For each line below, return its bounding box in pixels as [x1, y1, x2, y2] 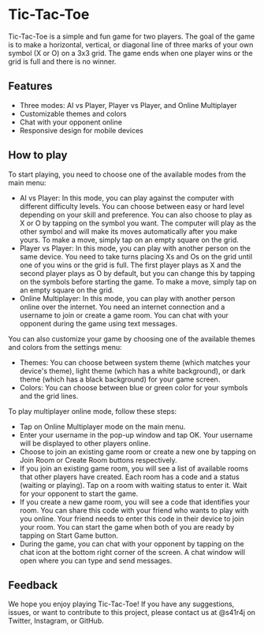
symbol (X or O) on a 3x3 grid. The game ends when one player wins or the [8, 48, 254, 58]
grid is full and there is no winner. [8, 57, 117, 66]
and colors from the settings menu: [8, 342, 122, 352]
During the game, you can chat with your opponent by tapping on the [19, 538, 244, 549]
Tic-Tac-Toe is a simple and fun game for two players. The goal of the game [8, 32, 255, 41]
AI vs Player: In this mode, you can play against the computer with [19, 193, 234, 203]
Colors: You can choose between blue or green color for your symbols [19, 382, 248, 392]
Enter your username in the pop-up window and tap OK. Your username [19, 430, 254, 439]
